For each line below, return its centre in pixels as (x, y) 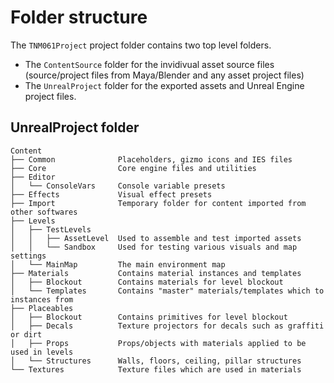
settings (28, 256)
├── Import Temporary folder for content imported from (158, 203)
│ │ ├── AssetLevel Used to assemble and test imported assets (156, 238)
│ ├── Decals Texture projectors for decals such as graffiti (167, 326)
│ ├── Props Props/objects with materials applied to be (158, 343)
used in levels (42, 352)
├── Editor (33, 177)
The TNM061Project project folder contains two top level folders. (141, 45)
